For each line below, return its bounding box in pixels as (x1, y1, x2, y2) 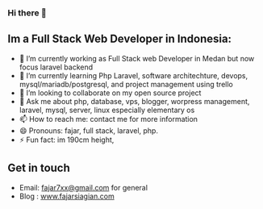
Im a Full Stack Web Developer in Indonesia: (7, 32, 232, 46)
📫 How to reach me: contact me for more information (19, 114, 198, 123)
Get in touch (7, 161, 70, 175)
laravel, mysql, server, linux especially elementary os (19, 105, 195, 115)
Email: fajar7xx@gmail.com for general (19, 182, 148, 192)
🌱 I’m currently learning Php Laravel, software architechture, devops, (19, 70, 248, 80)
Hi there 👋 (7, 7, 48, 19)
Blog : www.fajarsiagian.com (19, 191, 115, 201)
